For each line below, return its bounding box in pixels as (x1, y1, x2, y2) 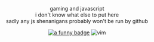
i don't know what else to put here (35, 11, 119, 18)
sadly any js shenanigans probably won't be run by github (5, 18, 149, 24)
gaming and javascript (50, 5, 104, 12)
